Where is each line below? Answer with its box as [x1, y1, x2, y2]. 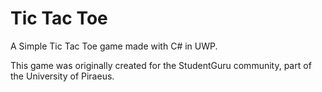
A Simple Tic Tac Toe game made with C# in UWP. [10, 40, 218, 52]
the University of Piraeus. [10, 70, 115, 82]
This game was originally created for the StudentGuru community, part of [10, 59, 312, 71]
